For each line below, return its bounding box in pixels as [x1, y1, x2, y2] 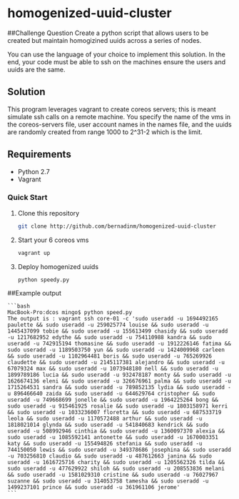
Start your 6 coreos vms [17, 236, 89, 244]
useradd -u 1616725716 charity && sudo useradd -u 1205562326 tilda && [7, 459, 225, 466]
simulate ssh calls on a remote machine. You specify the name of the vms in [7, 112, 230, 121]
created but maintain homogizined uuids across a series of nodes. [7, 36, 202, 44]
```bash [7, 303, 31, 310]
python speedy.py [17, 276, 70, 283]
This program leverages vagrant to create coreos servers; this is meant [7, 105, 216, 114]
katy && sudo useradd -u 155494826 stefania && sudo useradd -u [7, 440, 203, 448]
